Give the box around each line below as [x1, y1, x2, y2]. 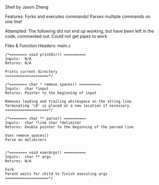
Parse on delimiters [5, 137, 47, 142]
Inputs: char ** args [5, 154, 51, 159]
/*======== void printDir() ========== [5, 52, 86, 57]
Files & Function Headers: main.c [5, 43, 71, 48]
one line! [5, 19, 23, 24]
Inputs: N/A [5, 56, 32, 61]
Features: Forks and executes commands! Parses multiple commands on [5, 14, 151, 19]
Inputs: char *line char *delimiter [5, 120, 82, 125]
